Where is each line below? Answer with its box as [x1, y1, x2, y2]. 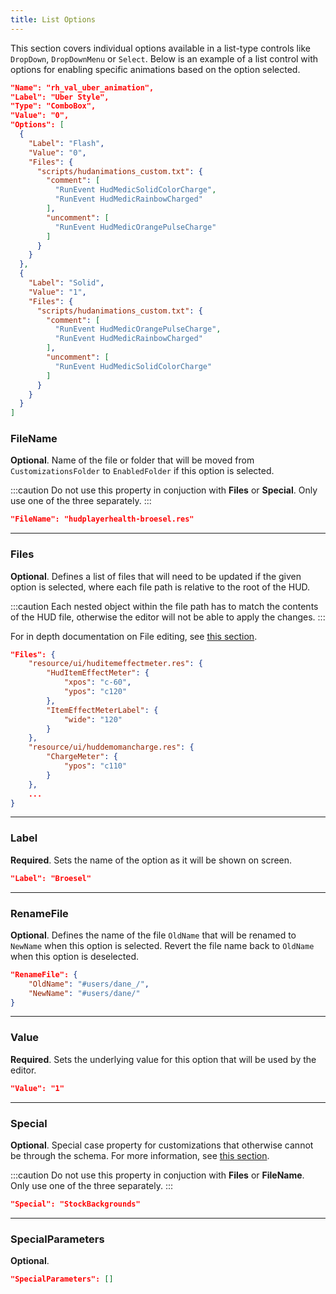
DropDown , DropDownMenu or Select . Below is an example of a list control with [10, 52, 319, 65]
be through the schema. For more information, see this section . [10, 1149, 270, 1161]
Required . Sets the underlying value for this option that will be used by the [10, 1053, 317, 1065]
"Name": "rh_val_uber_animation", [10, 82, 155, 93]
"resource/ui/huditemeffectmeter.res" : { [28, 659, 203, 669]
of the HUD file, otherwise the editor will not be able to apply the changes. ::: [10, 611, 326, 623]
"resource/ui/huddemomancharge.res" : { [28, 742, 195, 753]
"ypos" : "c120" [63, 687, 128, 697]
